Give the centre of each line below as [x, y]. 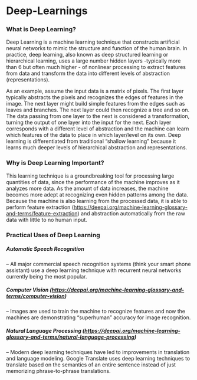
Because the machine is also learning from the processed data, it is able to [97, 201]
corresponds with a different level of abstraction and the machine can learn [98, 129]
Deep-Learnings [47, 11]
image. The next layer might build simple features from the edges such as [96, 104]
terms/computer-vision [35, 296]
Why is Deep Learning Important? [55, 163]
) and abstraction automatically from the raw [132, 213]
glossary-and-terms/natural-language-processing [70, 337]
